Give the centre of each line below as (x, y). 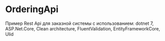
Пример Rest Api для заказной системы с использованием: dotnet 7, (79, 23)
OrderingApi (32, 9)
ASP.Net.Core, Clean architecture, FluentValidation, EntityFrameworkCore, (83, 28)
